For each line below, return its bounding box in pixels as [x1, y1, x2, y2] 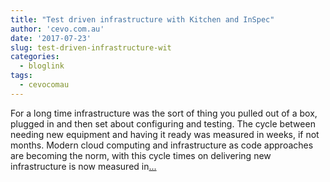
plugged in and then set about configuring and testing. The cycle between [10, 117, 316, 130]
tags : [10, 71, 33, 81]
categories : [10, 52, 60, 62]
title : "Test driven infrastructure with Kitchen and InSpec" [10, 14, 275, 25]
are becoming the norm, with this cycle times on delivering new [10, 149, 272, 161]
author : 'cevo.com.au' [10, 24, 105, 34]
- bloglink [19, 61, 65, 71]
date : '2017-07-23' [10, 33, 92, 43]
